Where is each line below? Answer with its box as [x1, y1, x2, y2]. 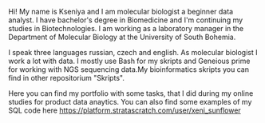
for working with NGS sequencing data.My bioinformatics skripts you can [8, 65, 250, 74]
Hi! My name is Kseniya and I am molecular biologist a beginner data [8, 7, 234, 16]
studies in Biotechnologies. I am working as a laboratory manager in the [8, 24, 244, 33]
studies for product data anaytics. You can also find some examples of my [8, 97, 252, 106]
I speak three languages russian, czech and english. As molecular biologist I [8, 48, 258, 57]
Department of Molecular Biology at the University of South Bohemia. [8, 32, 236, 42]
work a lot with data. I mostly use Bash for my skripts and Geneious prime [8, 56, 251, 65]
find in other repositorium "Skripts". [8, 73, 125, 82]
